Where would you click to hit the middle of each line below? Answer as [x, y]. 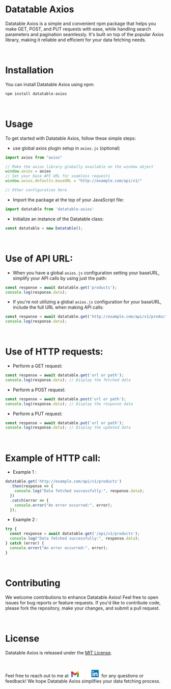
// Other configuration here [36, 190]
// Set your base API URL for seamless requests [58, 176]
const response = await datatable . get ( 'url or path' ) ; [65, 375]
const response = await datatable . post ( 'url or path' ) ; [66, 399]
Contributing [33, 583]
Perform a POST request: [39, 390]
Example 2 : [25, 520]
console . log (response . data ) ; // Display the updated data [68, 428]
